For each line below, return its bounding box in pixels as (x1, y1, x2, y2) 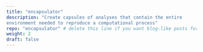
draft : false (6, 36, 39, 42)
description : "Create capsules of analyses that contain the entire (6, 14, 182, 20)
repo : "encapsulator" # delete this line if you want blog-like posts (6, 25, 188, 32)
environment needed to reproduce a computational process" (6, 20, 158, 26)
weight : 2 (6, 31, 31, 37)
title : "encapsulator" (6, 8, 63, 15)
